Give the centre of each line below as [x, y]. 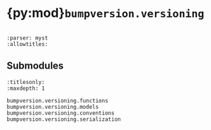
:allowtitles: [28, 44]
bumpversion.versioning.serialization [64, 119]
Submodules [35, 66]
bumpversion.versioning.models [53, 107]
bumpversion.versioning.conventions [61, 113]
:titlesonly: [26, 82]
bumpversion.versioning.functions [58, 100]
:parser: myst [28, 38]
